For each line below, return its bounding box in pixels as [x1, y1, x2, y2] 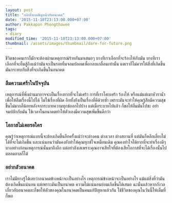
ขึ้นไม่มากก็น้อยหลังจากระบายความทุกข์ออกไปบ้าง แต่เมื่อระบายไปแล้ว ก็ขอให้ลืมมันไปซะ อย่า [5, 103, 159, 109]
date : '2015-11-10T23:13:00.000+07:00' [5, 17, 91, 22]
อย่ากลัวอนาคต [5, 164, 34, 171]
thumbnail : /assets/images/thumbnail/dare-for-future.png [5, 41, 132, 46]
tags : [5, 27, 17, 32]
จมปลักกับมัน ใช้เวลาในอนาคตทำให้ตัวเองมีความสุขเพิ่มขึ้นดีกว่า [5, 109, 111, 115]
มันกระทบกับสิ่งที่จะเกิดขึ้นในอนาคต [5, 66, 65, 72]
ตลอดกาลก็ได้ [5, 151, 28, 157]
